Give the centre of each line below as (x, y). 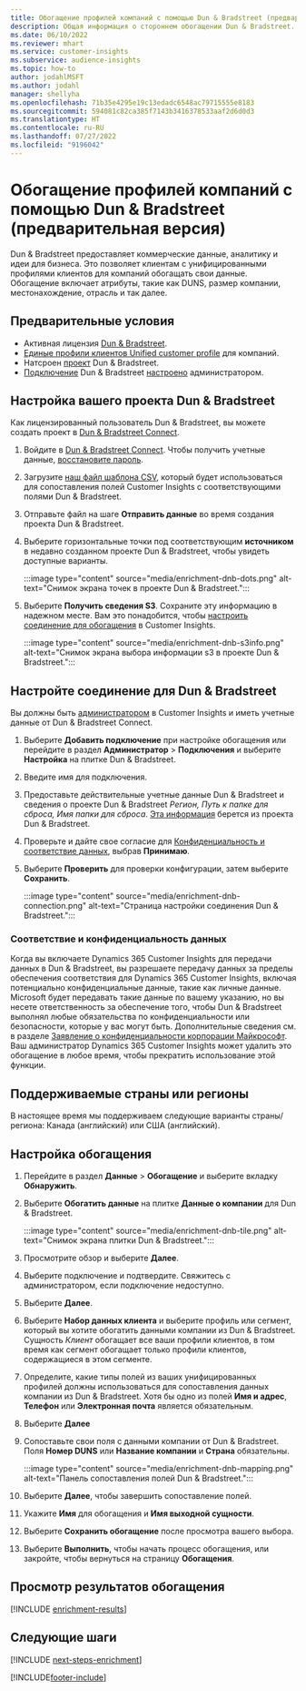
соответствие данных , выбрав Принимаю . (106, 851)
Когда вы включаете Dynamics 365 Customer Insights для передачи (141, 959)
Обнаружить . (50, 1186)
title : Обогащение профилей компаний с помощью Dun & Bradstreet (136, 18)
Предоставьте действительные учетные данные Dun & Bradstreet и (154, 795)
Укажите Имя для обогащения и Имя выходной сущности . (139, 1513)
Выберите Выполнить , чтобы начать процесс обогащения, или (146, 1549)
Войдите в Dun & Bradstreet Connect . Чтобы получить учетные (144, 450)
